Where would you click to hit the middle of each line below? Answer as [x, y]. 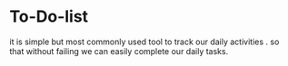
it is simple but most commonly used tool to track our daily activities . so [144, 42]
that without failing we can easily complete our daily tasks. [119, 51]
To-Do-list [49, 17]
